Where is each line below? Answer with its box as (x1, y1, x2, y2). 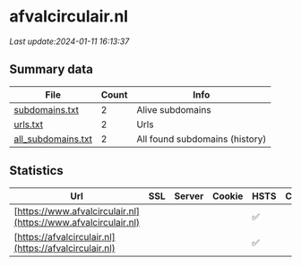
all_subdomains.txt (13, 133, 92, 145)
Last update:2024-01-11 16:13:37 (9, 36, 130, 47)
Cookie (211, 190, 244, 202)
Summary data (9, 62, 94, 77)
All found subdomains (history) (136, 133, 267, 145)
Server (174, 190, 204, 202)
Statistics (9, 163, 64, 178)
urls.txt (13, 118, 43, 131)
